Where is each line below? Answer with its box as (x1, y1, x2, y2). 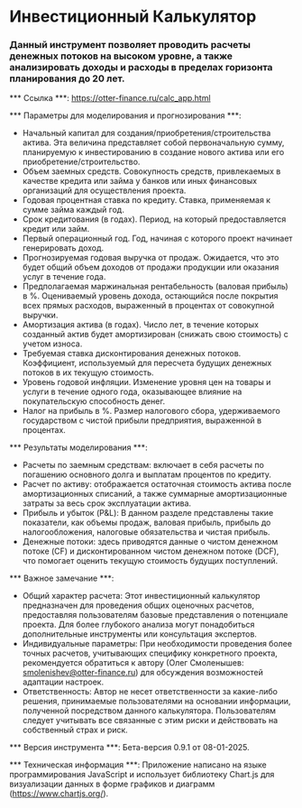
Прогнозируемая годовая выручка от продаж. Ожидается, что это (22, 252, 279, 263)
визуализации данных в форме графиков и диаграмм (9, 778, 215, 790)
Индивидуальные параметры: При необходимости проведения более (22, 638, 293, 649)
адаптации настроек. (22, 676, 105, 687)
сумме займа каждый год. (22, 205, 124, 216)
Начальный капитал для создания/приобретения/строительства (22, 128, 271, 139)
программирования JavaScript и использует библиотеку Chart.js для (9, 769, 275, 780)
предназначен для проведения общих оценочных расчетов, (22, 600, 255, 611)
